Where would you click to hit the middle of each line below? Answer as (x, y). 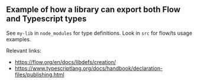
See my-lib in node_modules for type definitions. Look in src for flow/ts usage (99, 33)
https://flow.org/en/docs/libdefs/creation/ (65, 62)
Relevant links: (24, 51)
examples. (19, 39)
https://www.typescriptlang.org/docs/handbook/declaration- (89, 68)
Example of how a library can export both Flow (93, 10)
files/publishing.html (40, 74)
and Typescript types (46, 19)
